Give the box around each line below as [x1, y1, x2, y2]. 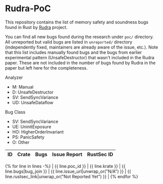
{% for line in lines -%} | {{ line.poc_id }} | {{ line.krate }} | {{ [5, 163, 126, 169]
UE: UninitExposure [12, 123, 51, 130]
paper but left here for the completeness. [5, 65, 88, 71]
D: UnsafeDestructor [12, 89, 54, 95]
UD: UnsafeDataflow [12, 99, 54, 105]
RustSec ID [87, 151, 114, 158]
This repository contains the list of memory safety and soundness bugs [5, 19, 149, 25]
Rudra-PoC [5, 3, 51, 14]
